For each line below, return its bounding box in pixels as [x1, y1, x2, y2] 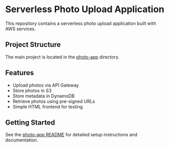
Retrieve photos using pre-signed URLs [12, 98, 95, 104]
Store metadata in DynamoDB [12, 93, 75, 99]
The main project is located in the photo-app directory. [5, 54, 120, 60]
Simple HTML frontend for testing [12, 103, 83, 109]
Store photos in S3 [12, 87, 52, 93]
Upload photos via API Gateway [12, 82, 79, 88]
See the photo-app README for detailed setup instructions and [5, 132, 138, 138]
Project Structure [5, 41, 61, 49]
